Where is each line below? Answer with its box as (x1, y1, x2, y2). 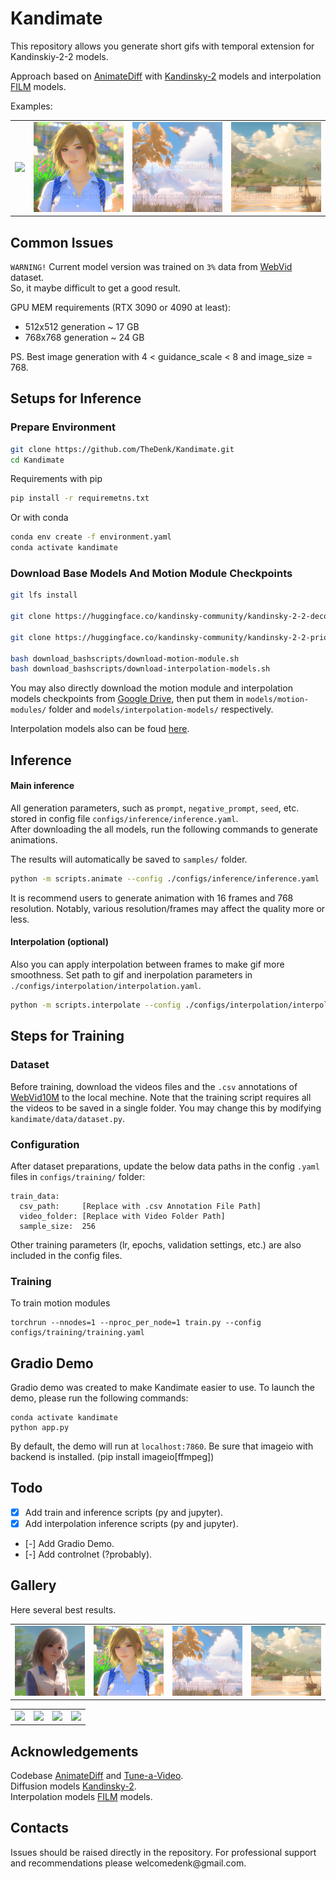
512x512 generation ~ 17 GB (24, 321, 140, 332)
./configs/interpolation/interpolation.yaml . (10, 980, 202, 992)
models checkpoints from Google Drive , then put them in (10, 693, 244, 705)
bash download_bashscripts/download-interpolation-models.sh (10, 664, 271, 674)
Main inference (10, 780, 75, 792)
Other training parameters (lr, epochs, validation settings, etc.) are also (10, 1238, 302, 1251)
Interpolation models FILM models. (10, 1791, 153, 1803)
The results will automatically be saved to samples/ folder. (10, 853, 248, 865)
